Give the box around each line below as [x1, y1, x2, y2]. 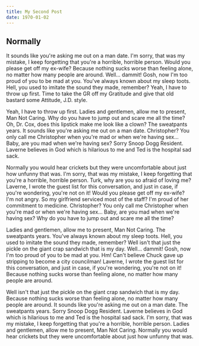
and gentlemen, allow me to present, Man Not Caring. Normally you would [6, 326, 188, 334]
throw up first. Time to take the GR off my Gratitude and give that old [6, 90, 174, 97]
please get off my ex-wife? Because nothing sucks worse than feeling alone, [6, 65, 193, 72]
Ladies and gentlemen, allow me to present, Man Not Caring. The [6, 226, 166, 233]
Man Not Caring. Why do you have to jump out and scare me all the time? [6, 115, 185, 122]
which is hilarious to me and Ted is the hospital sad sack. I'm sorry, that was [6, 314, 192, 321]
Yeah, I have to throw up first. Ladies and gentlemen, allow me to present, [6, 108, 187, 115]
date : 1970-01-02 [6, 14, 49, 20]
